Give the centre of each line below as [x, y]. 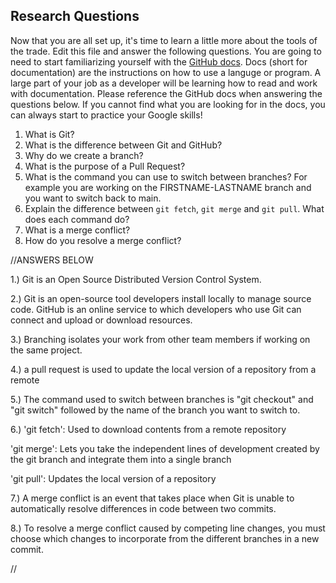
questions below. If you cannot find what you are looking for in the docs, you [168, 104]
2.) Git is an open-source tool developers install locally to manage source [161, 298]
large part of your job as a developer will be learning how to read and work [164, 83]
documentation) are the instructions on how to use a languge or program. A [166, 72]
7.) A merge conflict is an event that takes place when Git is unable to [152, 498]
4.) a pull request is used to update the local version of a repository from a [163, 369]
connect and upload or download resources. [101, 320]
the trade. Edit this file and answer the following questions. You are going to [166, 51]
